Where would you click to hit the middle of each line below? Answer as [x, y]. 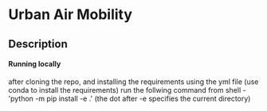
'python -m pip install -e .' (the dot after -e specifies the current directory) [130, 98]
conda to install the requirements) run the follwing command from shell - [127, 90]
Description [38, 44]
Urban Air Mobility [71, 15]
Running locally [35, 64]
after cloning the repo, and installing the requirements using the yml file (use [133, 82]
